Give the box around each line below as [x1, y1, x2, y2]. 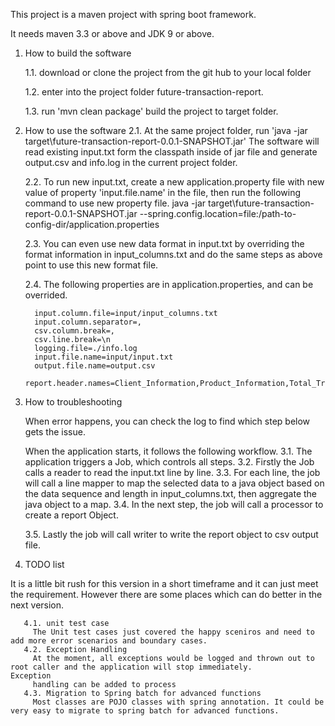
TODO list [24, 559, 65, 570]
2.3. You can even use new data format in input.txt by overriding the [24, 238, 305, 249]
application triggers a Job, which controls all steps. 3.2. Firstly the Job [24, 456, 315, 468]
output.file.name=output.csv [34, 361, 156, 371]
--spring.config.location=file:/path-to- [139, 208, 297, 219]
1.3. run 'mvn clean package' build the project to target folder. [24, 105, 279, 117]
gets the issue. [24, 426, 86, 438]
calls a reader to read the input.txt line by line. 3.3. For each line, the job [24, 467, 321, 478]
